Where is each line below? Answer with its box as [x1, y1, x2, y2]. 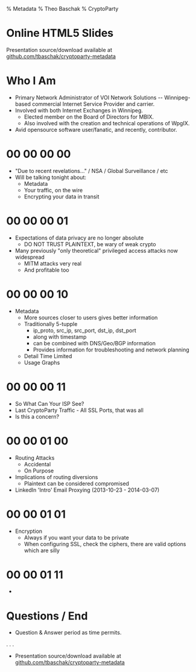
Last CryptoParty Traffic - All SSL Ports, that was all [14, 406, 144, 414]
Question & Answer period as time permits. [14, 629, 122, 636]
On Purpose [24, 467, 54, 474]
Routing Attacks [14, 454, 55, 462]
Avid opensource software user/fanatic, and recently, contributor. [14, 126, 177, 133]
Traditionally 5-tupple [24, 320, 78, 327]
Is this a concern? [14, 413, 60, 420]
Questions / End [6, 609, 88, 622]
